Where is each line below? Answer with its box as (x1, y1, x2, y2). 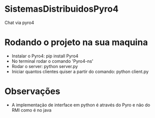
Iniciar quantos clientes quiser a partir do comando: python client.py (11, 69, 149, 74)
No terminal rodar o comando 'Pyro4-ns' (11, 58, 94, 64)
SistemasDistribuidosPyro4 (4, 3, 119, 15)
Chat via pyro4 (4, 20, 35, 25)
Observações (4, 86, 60, 97)
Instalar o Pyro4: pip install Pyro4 (11, 53, 78, 59)
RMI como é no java (11, 107, 52, 113)
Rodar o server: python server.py (11, 63, 78, 69)
